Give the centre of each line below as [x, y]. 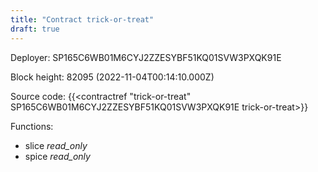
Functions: [32, 126]
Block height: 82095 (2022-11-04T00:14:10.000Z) [112, 77]
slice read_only [56, 145]
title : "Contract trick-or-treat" [82, 19]
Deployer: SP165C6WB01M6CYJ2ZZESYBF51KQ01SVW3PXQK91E [146, 57]
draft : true [35, 29]
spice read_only [57, 156]
